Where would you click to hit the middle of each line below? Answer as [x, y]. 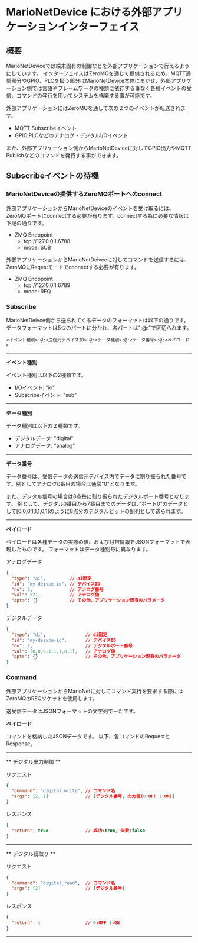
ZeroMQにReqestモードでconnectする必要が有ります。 [73, 267]
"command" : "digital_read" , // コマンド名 [63, 883]
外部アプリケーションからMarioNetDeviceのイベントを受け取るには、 [90, 208]
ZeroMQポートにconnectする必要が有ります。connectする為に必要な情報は [98, 215]
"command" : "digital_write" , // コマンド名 [63, 791]
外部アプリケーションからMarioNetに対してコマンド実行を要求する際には [95, 691]
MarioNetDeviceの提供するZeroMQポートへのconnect [84, 194]
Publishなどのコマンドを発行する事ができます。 [64, 155]
